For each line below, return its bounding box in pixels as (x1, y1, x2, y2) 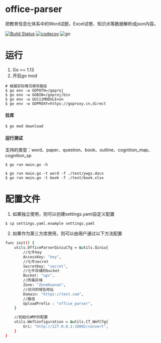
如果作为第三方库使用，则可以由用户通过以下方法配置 (12, 230, 122, 236)
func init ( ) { (5, 240, 35, 246)
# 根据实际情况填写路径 (5, 84, 47, 89)
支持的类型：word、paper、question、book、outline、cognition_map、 (5, 147, 153, 153)
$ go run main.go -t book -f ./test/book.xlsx (5, 175, 104, 181)
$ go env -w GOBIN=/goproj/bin (5, 92, 70, 97)
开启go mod (12, 73, 37, 79)
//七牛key (23, 249, 42, 255)
